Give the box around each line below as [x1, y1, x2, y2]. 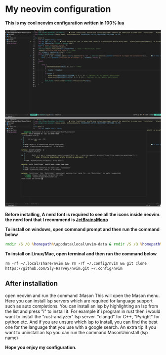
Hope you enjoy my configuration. [5, 344, 77, 350]
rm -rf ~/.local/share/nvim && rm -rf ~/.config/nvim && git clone [5, 261, 147, 266]
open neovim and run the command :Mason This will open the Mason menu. [5, 293, 160, 298]
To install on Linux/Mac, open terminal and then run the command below [5, 250, 157, 256]
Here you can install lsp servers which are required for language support [5, 297, 153, 303]
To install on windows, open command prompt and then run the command [5, 226, 160, 232]
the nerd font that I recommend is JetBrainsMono [5, 217, 108, 223]
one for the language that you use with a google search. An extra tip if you [5, 324, 157, 330]
